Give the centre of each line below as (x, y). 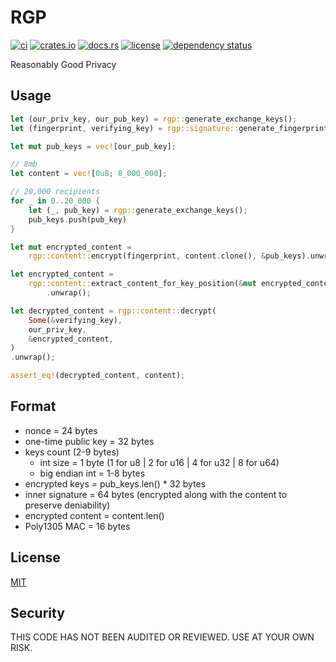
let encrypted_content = (62, 274)
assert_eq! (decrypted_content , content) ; (98, 376)
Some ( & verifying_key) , (75, 320)
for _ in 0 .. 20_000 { (55, 201)
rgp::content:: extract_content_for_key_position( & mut (142, 284)
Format (33, 406)
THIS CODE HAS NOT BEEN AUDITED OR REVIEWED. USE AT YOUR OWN (162, 637)
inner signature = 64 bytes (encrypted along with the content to (156, 494)
